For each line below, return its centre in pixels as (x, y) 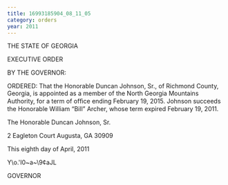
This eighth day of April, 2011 (48, 149)
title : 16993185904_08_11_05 (49, 13)
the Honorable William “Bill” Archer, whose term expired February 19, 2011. (113, 109)
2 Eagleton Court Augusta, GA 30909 (60, 136)
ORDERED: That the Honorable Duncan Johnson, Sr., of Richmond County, (113, 86)
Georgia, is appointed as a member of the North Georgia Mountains (103, 93)
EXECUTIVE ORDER (35, 59)
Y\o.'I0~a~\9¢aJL (32, 162)
